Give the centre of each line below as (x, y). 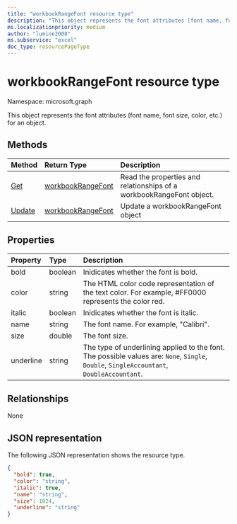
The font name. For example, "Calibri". (146, 324)
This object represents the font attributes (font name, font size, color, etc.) (115, 115)
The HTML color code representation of (149, 283)
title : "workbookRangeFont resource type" (71, 14)
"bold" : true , (34, 475)
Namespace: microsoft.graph (50, 101)
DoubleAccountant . (113, 374)
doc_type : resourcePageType (49, 47)
